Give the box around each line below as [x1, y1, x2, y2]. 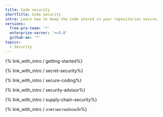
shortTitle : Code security [5, 12, 61, 17]
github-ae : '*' [9, 35, 41, 40]
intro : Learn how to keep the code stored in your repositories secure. [5, 16, 159, 21]
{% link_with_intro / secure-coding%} [5, 77, 82, 83]
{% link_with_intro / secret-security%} [5, 68, 83, 74]
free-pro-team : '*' [9, 26, 50, 31]
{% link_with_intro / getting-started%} [5, 58, 83, 64]
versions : [5, 21, 26, 26]
